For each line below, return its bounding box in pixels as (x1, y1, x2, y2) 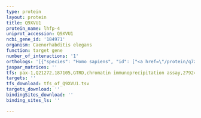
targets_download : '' (6, 86, 60, 92)
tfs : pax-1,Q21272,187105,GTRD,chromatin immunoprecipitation (6, 70, 165, 76)
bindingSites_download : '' (6, 92, 74, 98)
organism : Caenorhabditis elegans (6, 42, 93, 48)
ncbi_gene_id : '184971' (6, 36, 66, 42)
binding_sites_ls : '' (6, 97, 60, 103)
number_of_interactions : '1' (6, 53, 79, 59)
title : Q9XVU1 (6, 20, 42, 26)
